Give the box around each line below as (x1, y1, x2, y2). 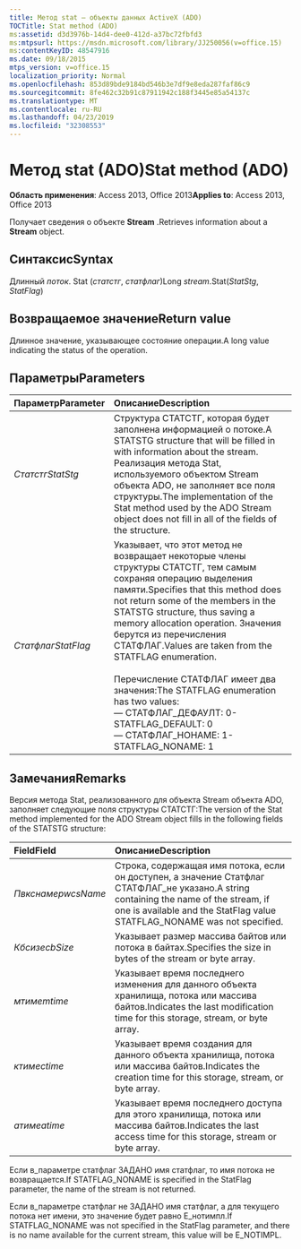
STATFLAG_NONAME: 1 (113, 740, 214, 753)
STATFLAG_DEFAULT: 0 (113, 718, 213, 730)
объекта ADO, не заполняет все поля (113, 479, 276, 492)
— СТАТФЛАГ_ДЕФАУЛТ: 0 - (113, 707, 237, 719)
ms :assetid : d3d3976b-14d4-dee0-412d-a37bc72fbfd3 (9, 30, 202, 39)
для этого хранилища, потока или (115, 1108, 262, 1121)
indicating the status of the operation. (9, 344, 148, 355)
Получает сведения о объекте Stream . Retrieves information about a (9, 216, 268, 227)
